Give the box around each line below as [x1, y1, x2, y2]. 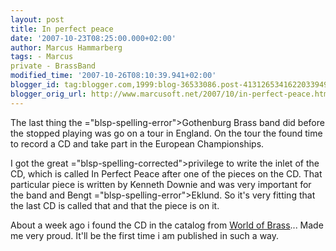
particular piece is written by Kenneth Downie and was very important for [10, 178, 312, 190]
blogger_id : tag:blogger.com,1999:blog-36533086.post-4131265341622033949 [10, 80, 329, 90]
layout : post [10, 14, 65, 25]
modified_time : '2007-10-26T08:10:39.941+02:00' [10, 71, 217, 81]
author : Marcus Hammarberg [10, 42, 123, 53]
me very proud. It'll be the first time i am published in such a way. [10, 229, 280, 241]
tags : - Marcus [10, 52, 74, 62]
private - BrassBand [10, 61, 97, 71]
